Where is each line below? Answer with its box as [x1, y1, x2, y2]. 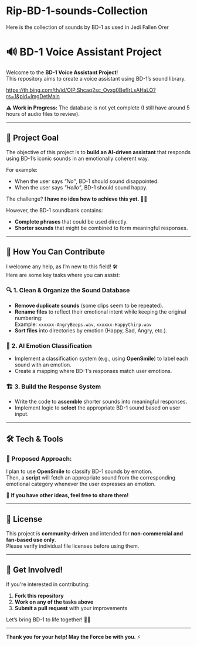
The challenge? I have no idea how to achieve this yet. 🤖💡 [6, 195, 148, 202]
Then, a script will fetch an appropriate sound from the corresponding [6, 474, 176, 481]
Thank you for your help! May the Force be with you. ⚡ [6, 633, 141, 640]
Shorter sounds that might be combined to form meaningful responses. [14, 224, 188, 231]
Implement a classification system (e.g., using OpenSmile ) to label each [14, 355, 189, 362]
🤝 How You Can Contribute [6, 247, 106, 257]
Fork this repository [14, 592, 64, 599]
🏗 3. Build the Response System [6, 382, 101, 391]
